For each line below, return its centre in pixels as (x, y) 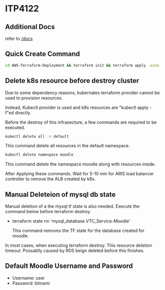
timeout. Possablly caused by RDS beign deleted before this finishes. (75, 251)
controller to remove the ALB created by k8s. (50, 179)
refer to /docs (19, 38)
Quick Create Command (42, 54)
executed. (15, 127)
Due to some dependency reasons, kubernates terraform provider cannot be (82, 93)
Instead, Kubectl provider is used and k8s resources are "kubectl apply (77, 107)
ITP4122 (22, 9)
